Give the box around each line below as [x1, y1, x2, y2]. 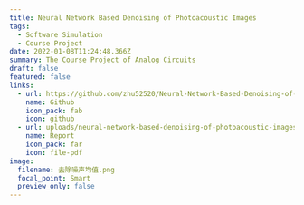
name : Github [25, 97, 75, 107]
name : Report [25, 132, 75, 141]
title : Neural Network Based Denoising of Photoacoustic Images [9, 13, 257, 23]
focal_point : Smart [17, 173, 91, 182]
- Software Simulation [17, 30, 103, 39]
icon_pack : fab [25, 106, 83, 115]
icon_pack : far [25, 140, 83, 149]
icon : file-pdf [25, 148, 83, 157]
